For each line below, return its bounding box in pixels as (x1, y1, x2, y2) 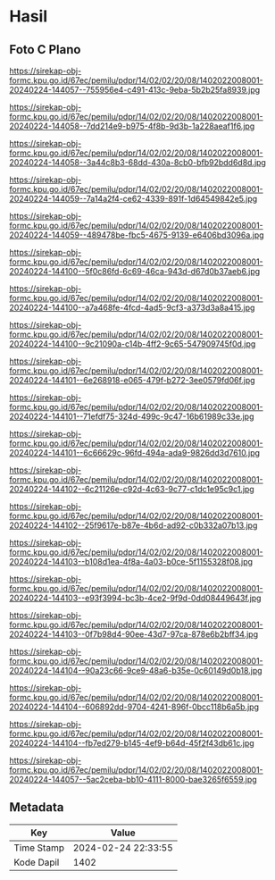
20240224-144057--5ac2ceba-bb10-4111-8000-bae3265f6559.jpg (9, 775, 257, 784)
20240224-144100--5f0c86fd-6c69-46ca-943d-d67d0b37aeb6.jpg (9, 266, 261, 276)
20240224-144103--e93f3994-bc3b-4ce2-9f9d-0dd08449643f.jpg (9, 592, 262, 603)
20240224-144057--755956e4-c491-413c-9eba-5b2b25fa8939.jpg (9, 85, 261, 95)
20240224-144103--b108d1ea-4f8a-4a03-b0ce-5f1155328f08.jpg (9, 557, 253, 566)
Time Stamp (13, 842, 65, 854)
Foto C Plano (9, 42, 81, 57)
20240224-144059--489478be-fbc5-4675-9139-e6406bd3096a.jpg (9, 230, 265, 240)
